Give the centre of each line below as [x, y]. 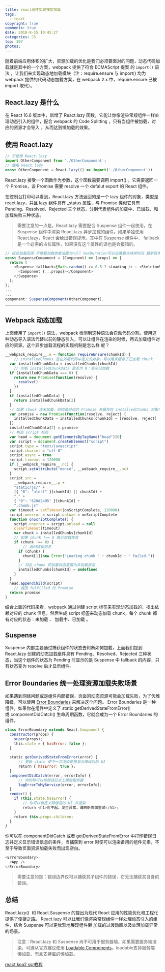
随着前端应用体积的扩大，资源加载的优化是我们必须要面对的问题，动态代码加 [82, 61]
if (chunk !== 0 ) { [34, 542]
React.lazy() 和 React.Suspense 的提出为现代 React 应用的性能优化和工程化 [82, 912]
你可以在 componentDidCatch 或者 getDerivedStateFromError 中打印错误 [79, 836]
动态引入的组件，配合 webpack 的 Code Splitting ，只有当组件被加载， [80, 122]
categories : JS [21, 37]
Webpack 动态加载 [34, 320]
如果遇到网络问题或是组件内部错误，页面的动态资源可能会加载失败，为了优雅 [82, 696]
